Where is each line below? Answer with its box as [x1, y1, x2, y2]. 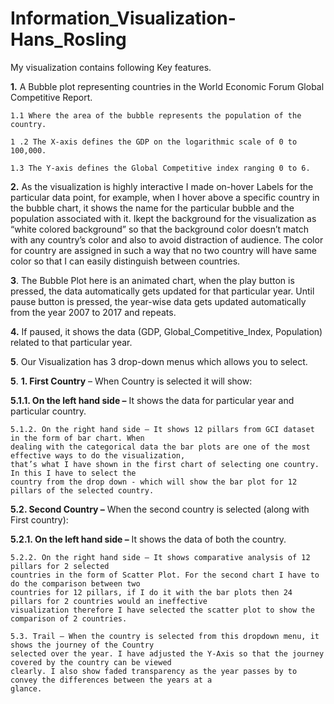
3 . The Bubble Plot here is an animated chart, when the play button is [10, 274, 295, 286]
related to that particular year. [10, 336, 133, 348]
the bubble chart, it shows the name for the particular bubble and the [10, 202, 295, 214]
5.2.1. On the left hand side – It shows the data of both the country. [10, 533, 287, 545]
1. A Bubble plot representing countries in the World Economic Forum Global [10, 80, 325, 92]
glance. [10, 683, 43, 694]
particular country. [10, 405, 87, 417]
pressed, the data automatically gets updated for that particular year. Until [10, 285, 315, 297]
